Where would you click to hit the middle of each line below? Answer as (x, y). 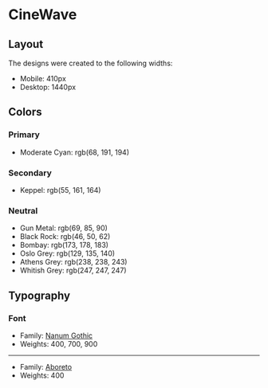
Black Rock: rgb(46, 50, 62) (65, 237)
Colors (25, 112)
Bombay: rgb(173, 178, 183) (64, 245)
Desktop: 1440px (48, 87)
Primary (24, 135)
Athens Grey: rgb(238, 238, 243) (73, 262)
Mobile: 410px (43, 78)
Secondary (30, 173)
